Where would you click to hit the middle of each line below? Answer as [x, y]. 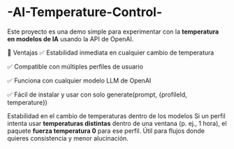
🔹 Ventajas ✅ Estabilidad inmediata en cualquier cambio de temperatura [111, 52]
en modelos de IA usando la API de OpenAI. [71, 38]
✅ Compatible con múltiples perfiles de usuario [75, 66]
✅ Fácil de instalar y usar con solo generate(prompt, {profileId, [97, 94]
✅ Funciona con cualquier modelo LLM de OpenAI [79, 80]
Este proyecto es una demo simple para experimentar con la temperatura [113, 31]
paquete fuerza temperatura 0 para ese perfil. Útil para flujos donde [106, 131]
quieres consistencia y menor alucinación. [68, 138]
